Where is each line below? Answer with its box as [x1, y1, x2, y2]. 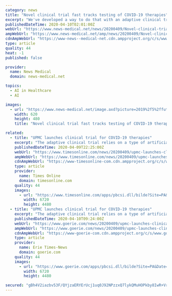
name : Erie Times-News [18, 245, 68, 250]
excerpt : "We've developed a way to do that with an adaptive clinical [5, 17, 161, 22]
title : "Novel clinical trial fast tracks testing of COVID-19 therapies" [5, 12, 168, 17]
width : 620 [14, 111, 38, 117]
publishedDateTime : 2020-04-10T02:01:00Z [5, 22, 95, 27]
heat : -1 [5, 50, 24, 55]
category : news [5, 7, 38, 13]
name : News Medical [10, 69, 52, 74]
